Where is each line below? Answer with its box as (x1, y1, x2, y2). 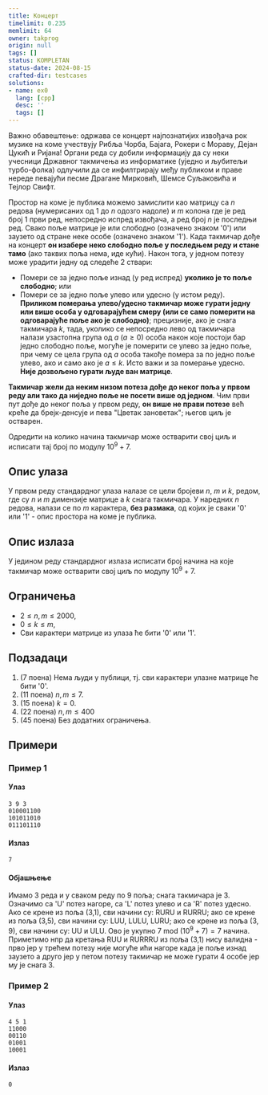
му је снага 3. (8, 960, 55, 970)
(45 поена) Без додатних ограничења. (19, 715, 151, 725)
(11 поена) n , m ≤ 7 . (19, 690, 84, 699)
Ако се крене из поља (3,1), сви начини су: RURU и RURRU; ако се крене (8, 908, 256, 918)
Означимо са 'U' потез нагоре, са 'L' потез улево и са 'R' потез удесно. (8, 899, 252, 909)
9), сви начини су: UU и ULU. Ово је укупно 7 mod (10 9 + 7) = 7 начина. (8, 925, 250, 936)
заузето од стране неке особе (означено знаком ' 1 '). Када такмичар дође (8, 232, 261, 241)
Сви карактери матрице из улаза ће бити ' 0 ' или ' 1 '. (19, 628, 197, 637)
